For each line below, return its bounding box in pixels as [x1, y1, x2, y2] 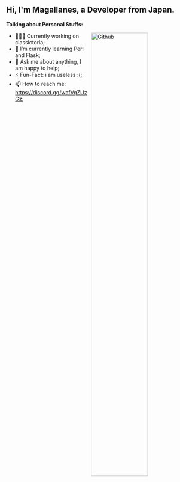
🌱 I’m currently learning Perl [14, 45, 84, 52]
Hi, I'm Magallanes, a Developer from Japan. [6, 5, 175, 15]
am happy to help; [14, 64, 60, 72]
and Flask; [14, 51, 41, 59]
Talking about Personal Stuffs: [6, 20, 83, 28]
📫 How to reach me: [14, 80, 66, 87]
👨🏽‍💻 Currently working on [14, 32, 80, 40]
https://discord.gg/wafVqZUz [14, 88, 87, 96]
